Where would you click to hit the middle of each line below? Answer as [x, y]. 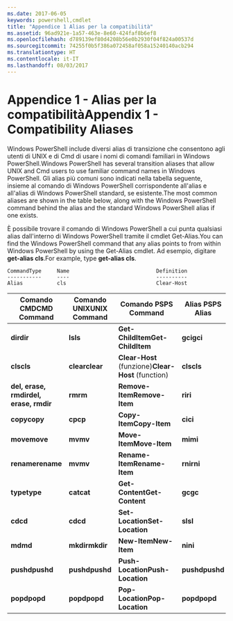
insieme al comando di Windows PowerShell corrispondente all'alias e [107, 186]
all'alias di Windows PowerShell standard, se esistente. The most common [112, 193]
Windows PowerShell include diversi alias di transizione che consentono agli [116, 148]
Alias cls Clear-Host [97, 283]
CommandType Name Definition [97, 271]
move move [29, 439]
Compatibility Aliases [70, 129]
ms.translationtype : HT [42, 53]
